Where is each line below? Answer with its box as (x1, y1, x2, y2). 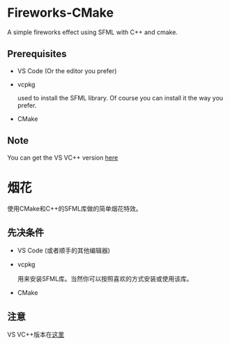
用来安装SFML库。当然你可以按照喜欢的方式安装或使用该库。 (17, 275, 193, 283)
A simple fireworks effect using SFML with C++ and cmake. (7, 28, 178, 36)
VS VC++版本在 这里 (7, 330, 65, 339)
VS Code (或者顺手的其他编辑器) (17, 246, 110, 255)
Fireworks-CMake (7, 5, 114, 21)
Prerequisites (7, 48, 67, 60)
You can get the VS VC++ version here (7, 153, 118, 162)
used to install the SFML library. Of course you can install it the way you (17, 93, 224, 102)
